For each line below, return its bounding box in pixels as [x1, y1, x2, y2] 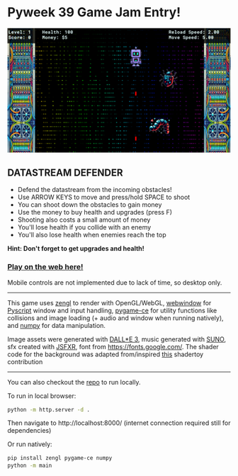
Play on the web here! [7, 262, 84, 272]
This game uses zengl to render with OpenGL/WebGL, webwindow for [7, 298, 212, 307]
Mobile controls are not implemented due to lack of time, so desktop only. [7, 278, 222, 287]
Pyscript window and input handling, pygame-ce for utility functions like [7, 306, 217, 314]
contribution [7, 357, 43, 365]
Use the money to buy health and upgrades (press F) [17, 208, 172, 217]
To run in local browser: [7, 391, 76, 400]
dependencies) [7, 426, 52, 435]
